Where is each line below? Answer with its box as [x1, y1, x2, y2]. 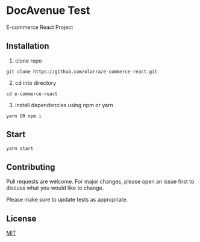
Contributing [6, 162, 55, 172]
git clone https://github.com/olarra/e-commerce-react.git [6, 69, 158, 75]
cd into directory [14, 79, 57, 86]
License [6, 213, 37, 223]
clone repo [14, 57, 42, 64]
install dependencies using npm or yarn [14, 101, 113, 108]
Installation [6, 41, 49, 51]
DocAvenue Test [6, 4, 90, 17]
